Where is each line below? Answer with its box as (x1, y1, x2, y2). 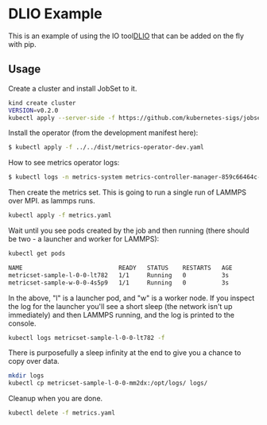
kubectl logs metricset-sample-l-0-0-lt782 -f (8, 334, 165, 342)
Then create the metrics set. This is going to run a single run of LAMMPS (8, 187, 247, 197)
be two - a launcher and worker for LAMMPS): (8, 234, 160, 243)
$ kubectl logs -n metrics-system (8, 173, 123, 181)
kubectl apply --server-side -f (8, 114, 115, 122)
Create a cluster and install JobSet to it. (8, 83, 137, 93)
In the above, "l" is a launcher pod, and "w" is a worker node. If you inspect (8, 293, 255, 303)
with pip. (8, 39, 37, 48)
